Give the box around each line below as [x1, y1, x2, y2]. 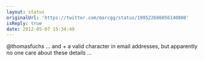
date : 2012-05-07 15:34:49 [6, 26, 75, 32]
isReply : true [6, 20, 43, 26]
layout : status [6, 9, 45, 15]
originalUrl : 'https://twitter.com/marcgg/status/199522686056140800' [6, 15, 189, 21]
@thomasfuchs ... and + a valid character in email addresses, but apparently [6, 43, 198, 50]
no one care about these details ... [6, 49, 93, 57]
